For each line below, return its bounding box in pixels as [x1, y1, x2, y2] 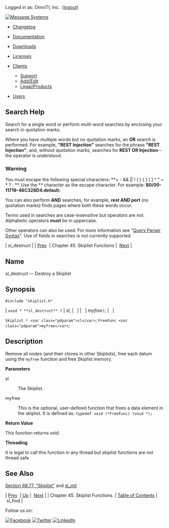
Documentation [12, 34, 45, 39]
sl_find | [6, 498, 23, 504]
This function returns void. [5, 430, 61, 436]
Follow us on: [5, 507, 33, 514]
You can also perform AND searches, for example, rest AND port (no [5, 197, 149, 203]
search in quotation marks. [5, 126, 61, 133]
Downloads [12, 43, 36, 49]
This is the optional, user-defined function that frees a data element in [18, 405, 163, 411]
